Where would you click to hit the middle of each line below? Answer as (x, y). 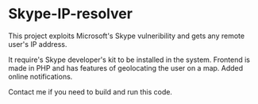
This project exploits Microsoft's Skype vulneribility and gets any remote (126, 36)
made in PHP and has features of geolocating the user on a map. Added (126, 67)
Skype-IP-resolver (71, 14)
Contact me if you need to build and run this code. (90, 91)
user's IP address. (38, 44)
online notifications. (40, 76)
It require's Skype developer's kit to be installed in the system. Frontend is (129, 60)
